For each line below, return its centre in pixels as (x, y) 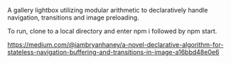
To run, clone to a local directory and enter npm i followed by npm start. (112, 31)
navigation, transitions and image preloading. (74, 17)
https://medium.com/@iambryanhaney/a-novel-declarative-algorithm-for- (116, 44)
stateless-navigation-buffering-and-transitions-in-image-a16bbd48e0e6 (113, 52)
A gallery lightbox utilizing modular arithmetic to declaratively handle (108, 10)
